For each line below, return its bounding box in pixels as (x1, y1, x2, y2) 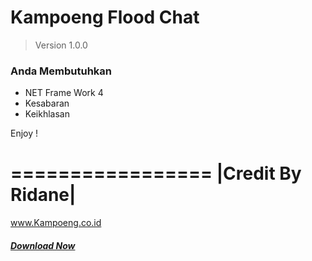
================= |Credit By (10, 162, 302, 185)
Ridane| (10, 184, 77, 206)
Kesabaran (24, 97, 70, 110)
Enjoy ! (10, 127, 39, 140)
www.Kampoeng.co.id (10, 217, 102, 229)
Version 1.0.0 (34, 39, 88, 51)
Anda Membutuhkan (10, 64, 113, 78)
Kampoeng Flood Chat (10, 6, 200, 29)
